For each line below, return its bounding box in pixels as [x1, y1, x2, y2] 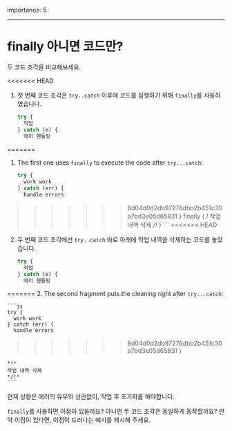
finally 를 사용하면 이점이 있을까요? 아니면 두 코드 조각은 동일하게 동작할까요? [7, 407, 217, 416]
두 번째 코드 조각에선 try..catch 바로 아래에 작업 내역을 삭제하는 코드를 [17, 235, 211, 244]
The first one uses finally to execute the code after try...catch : [17, 158, 204, 167]
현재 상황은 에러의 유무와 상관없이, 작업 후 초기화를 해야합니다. [7, 392, 175, 401]
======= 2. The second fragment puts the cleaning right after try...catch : [7, 290, 224, 298]
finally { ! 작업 [182, 212, 221, 220]
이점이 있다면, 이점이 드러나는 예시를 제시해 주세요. [14, 416, 151, 424]
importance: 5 [7, 6, 47, 14]
